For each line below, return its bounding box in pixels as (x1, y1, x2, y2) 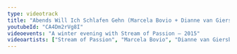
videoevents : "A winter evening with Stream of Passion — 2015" (7, 29, 200, 37)
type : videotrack (7, 10, 59, 18)
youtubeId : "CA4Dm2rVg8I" (7, 23, 83, 30)
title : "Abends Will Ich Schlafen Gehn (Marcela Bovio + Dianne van (7, 17, 213, 24)
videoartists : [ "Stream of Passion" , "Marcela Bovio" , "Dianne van (7, 36, 210, 43)
